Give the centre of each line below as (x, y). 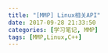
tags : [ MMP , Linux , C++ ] (45, 37)
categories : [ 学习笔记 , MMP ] (53, 30)
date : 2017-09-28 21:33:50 (52, 23)
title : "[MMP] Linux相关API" (54, 15)
